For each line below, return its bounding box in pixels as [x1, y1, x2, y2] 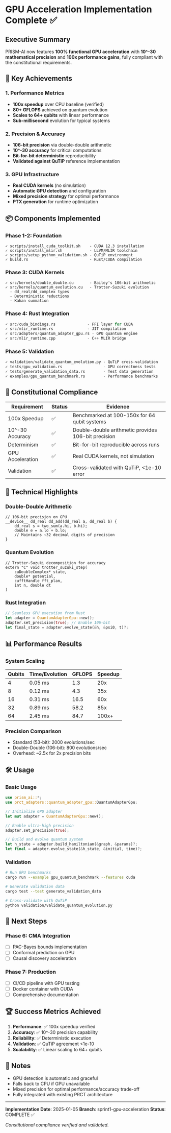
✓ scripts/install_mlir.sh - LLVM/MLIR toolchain [5, 248, 138, 253]
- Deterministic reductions [10, 294, 70, 299]
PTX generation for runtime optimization [12, 199, 98, 205]
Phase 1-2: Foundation [5, 232, 62, 239]
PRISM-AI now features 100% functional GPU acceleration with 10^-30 [5, 49, 156, 55]
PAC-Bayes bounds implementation [12, 944, 88, 950]
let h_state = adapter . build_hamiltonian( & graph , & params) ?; [5, 841, 138, 847]
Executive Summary [5, 35, 71, 44]
